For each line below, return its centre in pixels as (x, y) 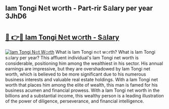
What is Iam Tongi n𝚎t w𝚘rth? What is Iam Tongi (105, 52)
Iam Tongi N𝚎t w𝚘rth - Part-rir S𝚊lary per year (79, 8)
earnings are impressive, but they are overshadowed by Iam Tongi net (78, 69)
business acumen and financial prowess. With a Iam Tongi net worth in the (82, 90)
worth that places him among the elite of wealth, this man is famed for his (81, 85)
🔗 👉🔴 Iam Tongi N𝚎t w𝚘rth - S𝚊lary (62, 37)
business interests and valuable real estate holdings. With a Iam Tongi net (81, 80)
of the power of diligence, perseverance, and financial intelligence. (75, 101)
